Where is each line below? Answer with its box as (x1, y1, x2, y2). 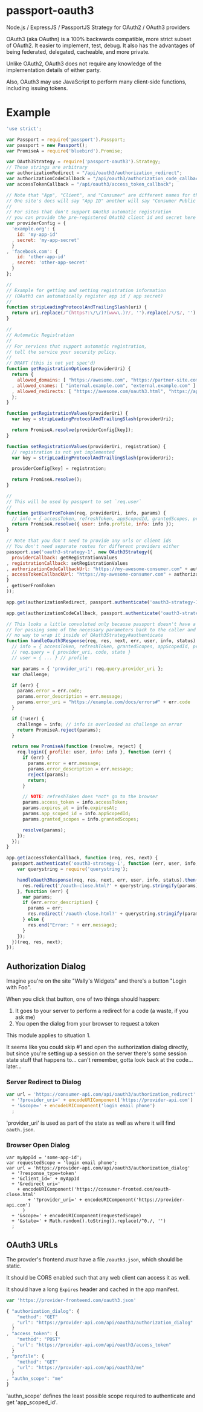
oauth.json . (6, 1125, 35, 1133)
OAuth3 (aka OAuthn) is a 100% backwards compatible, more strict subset (6, 35, 192, 42)
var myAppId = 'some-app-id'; (6, 1154, 83, 1161)
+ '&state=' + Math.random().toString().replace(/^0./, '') (11, 1218, 166, 1225)
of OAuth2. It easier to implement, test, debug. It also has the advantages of (6, 42, 195, 49)
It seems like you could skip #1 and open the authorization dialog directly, (6, 1044, 189, 1051)
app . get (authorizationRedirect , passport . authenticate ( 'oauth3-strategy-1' (6, 599, 201, 605)
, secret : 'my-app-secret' (11, 237, 80, 243)
